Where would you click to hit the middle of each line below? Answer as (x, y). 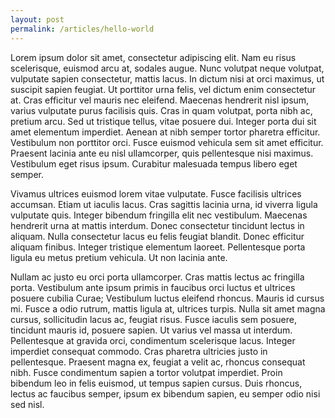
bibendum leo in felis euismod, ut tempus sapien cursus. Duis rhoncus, (156, 383)
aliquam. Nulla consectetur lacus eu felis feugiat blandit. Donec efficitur (157, 236)
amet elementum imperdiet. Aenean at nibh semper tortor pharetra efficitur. (165, 132)
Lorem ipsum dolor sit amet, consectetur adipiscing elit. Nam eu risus (153, 57)
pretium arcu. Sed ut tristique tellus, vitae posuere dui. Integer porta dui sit (163, 121)
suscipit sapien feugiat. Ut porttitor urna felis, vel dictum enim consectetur (163, 89)
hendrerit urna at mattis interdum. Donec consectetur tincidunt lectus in (157, 225)
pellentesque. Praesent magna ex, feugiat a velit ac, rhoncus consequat (158, 362)
